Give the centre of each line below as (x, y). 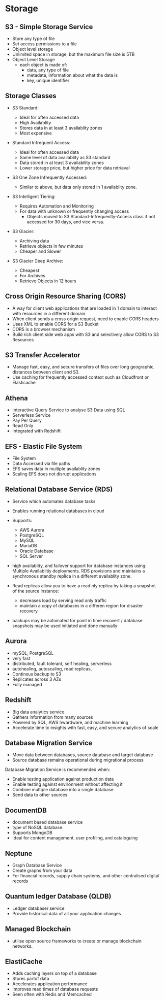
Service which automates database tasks (54, 501)
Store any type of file (33, 38)
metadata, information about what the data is (72, 75)
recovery (29, 611)
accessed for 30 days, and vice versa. (66, 222)
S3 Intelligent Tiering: (34, 196)
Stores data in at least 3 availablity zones (61, 128)
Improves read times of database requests (55, 989)
